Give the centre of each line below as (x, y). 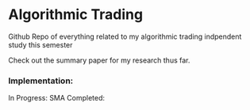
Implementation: (41, 81)
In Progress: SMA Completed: (57, 98)
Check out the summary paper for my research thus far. (99, 60)
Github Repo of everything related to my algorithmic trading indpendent (125, 36)
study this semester (40, 44)
